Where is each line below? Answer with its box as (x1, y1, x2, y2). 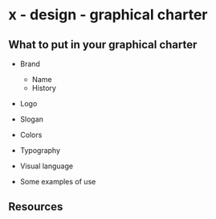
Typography (19, 146, 61, 155)
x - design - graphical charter (8, 6, 208, 24)
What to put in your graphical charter (8, 38, 198, 52)
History (31, 83, 56, 93)
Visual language (19, 161, 74, 171)
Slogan (19, 114, 44, 124)
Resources (8, 200, 63, 214)
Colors (19, 130, 43, 139)
